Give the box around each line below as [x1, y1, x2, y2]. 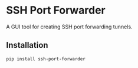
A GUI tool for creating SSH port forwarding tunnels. [6, 23, 133, 30]
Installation [6, 40, 48, 50]
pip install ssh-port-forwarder [6, 56, 86, 62]
